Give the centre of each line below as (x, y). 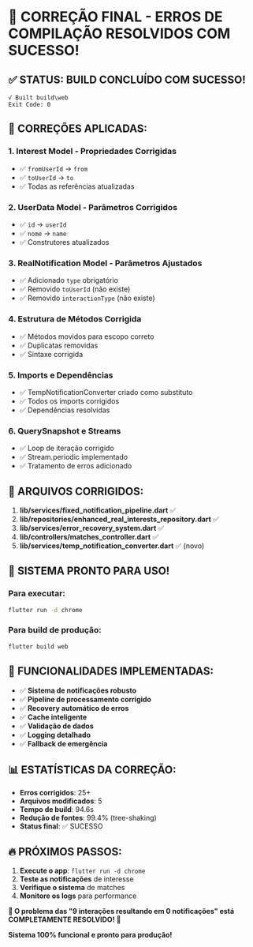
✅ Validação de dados (56, 726)
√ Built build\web (38, 98)
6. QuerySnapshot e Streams (65, 430)
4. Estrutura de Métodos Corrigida (75, 319)
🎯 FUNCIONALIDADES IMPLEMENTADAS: (111, 671)
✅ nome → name (43, 233)
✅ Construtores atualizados (64, 242)
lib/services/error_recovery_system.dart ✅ (92, 528)
